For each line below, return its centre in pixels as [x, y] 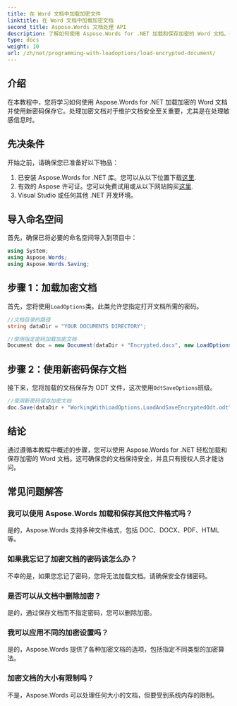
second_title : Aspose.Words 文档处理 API [67, 27]
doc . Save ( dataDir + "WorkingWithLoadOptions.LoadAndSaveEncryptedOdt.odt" [120, 407]
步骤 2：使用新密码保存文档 [67, 369]
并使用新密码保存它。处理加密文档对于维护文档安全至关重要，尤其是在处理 [115, 111]
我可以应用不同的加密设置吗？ [58, 633]
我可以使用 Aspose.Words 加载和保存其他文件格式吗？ [100, 513]
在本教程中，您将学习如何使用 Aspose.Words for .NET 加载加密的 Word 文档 [117, 102]
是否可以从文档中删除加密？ [54, 596]
